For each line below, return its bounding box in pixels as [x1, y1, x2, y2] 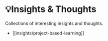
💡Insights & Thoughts [5, 3, 97, 15]
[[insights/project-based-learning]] [12, 30, 85, 36]
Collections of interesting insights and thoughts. [5, 20, 104, 26]
